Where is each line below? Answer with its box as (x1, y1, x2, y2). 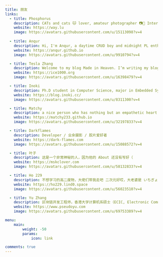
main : (14, 222, 25, 227)
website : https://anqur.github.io (14, 48, 83, 53)
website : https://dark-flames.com (14, 137, 83, 142)
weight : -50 (22, 227, 47, 232)
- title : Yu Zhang (9, 195, 47, 200)
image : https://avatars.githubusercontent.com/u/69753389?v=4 (14, 209, 142, 214)
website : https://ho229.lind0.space (14, 182, 88, 187)
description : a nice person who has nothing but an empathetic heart (14, 110, 158, 115)
